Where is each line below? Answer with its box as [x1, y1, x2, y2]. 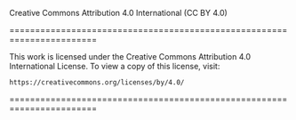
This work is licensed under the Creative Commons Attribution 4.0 [9, 52, 252, 61]
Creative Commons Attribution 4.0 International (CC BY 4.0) [9, 8, 228, 18]
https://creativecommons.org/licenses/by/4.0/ [9, 78, 185, 87]
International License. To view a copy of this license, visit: [9, 61, 220, 71]
